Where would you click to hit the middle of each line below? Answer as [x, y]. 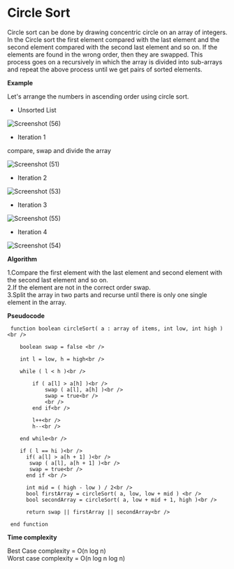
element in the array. [37, 302]
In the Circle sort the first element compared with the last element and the [114, 39]
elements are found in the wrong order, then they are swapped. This [105, 55]
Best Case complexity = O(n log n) [57, 551]
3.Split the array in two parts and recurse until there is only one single [107, 294]
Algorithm [22, 259]
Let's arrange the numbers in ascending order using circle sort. [98, 96]
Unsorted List [37, 110]
